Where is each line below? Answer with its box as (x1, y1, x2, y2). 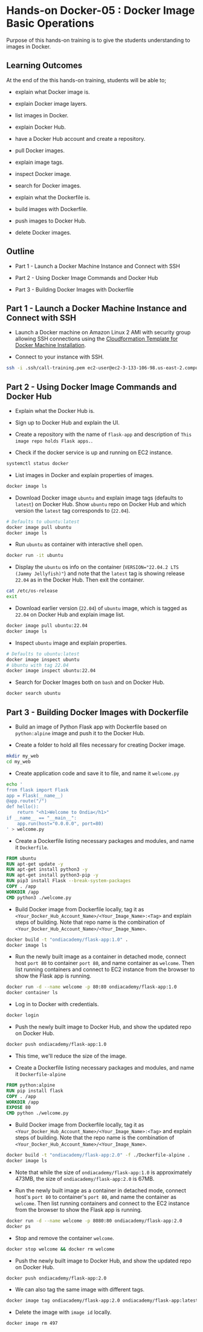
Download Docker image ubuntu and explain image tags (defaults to (14, 494, 183, 501)
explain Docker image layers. (14, 100, 88, 107)
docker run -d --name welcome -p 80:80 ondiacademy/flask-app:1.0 (6, 984, 177, 990)
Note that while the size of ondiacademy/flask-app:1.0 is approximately (14, 1168, 192, 1176)
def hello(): (6, 804, 39, 810)
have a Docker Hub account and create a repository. (14, 135, 146, 142)
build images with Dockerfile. (14, 205, 88, 212)
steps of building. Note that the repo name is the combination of (14, 1134, 175, 1142)
